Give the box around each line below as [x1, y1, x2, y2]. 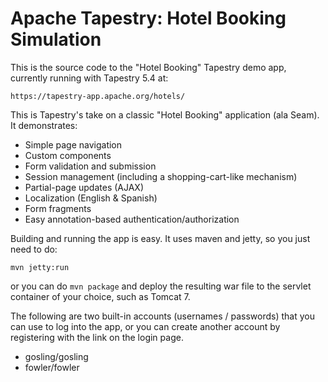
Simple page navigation [24, 138, 123, 151]
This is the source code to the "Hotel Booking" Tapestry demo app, [10, 61, 287, 73]
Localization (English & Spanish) [24, 192, 158, 204]
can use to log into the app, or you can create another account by [10, 320, 281, 332]
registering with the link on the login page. [10, 331, 184, 343]
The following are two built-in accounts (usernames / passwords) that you [10, 310, 316, 322]
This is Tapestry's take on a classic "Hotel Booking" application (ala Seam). [10, 108, 320, 121]
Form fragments [24, 202, 92, 214]
